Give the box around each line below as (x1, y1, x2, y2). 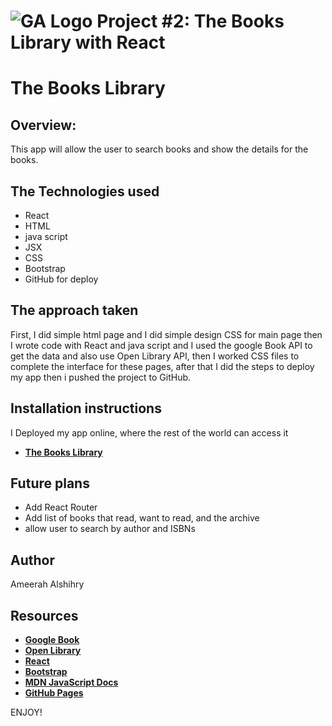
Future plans (10, 475, 90, 492)
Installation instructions (10, 400, 162, 417)
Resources (10, 607, 79, 624)
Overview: (10, 116, 77, 134)
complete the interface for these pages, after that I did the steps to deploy (10, 360, 315, 372)
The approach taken (10, 302, 139, 319)
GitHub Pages (24, 687, 84, 699)
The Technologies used (10, 183, 160, 200)
